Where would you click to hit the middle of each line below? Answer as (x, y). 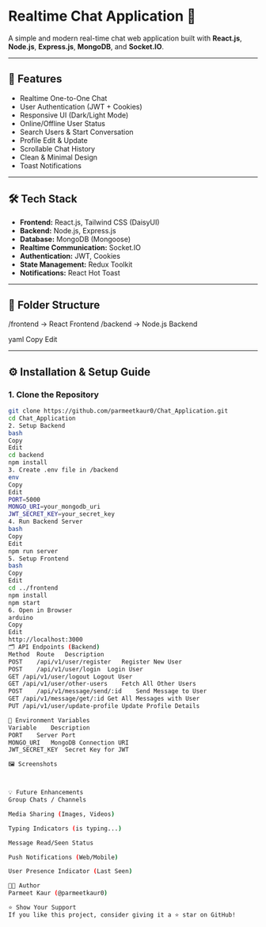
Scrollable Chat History (57, 148)
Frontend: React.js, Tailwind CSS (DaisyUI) (89, 222)
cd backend (26, 456)
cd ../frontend (33, 588)
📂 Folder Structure (54, 305)
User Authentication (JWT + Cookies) (81, 106)
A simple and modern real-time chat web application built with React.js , (125, 38)
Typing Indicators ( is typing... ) (65, 829)
